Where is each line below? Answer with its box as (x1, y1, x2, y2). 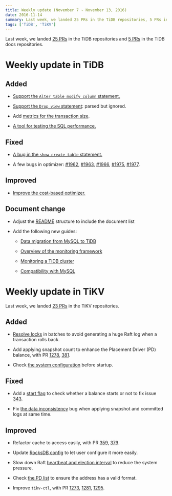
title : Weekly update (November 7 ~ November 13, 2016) (5, 7, 127, 13)
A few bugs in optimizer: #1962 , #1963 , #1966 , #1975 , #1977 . (12, 161, 140, 168)
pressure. (12, 465, 33, 471)
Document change (5, 204, 66, 213)
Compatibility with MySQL (20, 267, 76, 274)
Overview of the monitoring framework (20, 248, 102, 254)
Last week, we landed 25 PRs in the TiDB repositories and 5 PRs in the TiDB (5, 36, 165, 42)
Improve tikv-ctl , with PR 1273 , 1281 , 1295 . (12, 485, 105, 491)
